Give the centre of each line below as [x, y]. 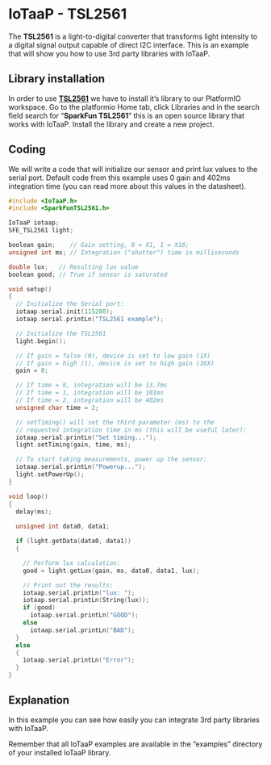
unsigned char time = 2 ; [57, 408]
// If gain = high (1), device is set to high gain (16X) [115, 363]
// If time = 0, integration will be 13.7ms [92, 385]
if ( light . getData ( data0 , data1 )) [73, 541]
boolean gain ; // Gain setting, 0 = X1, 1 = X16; [99, 245]
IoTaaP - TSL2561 [68, 14]
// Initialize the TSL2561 [61, 333]
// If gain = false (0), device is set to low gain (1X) [113, 356]
